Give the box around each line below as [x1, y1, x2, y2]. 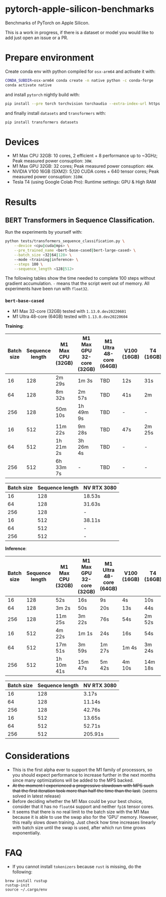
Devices [5, 136, 40, 148]
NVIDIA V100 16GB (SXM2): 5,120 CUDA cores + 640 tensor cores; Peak [12, 168, 159, 174]
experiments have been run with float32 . [5, 286, 89, 292]
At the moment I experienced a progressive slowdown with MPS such [12, 782, 154, 788]
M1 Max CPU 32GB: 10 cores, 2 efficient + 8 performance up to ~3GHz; [12, 152, 158, 159]
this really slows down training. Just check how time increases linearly [12, 819, 156, 825]
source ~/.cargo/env [5, 887, 48, 892]
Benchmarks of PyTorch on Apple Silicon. [5, 20, 90, 26]
